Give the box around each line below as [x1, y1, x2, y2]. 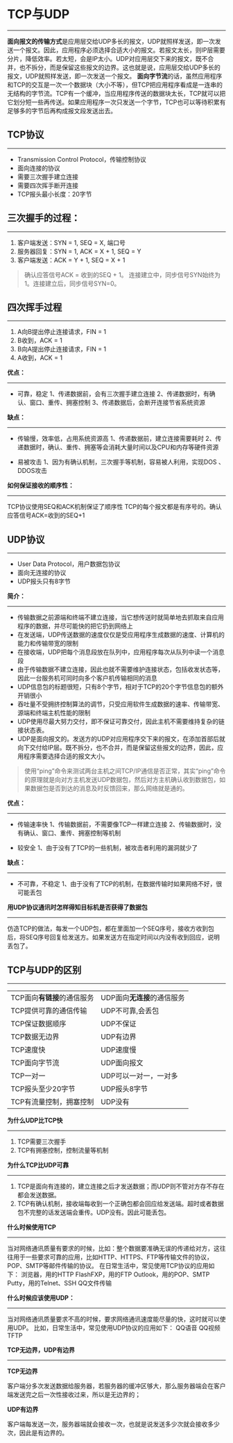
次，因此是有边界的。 [7, 1428, 68, 1437]
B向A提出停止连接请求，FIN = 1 [17, 345, 107, 353]
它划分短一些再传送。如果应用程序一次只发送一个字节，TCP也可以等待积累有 [7, 98, 226, 106]
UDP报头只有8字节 [17, 577, 71, 585]
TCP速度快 [10, 1045, 46, 1054]
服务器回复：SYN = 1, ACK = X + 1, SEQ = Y [17, 247, 141, 256]
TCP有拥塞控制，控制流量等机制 [17, 1146, 109, 1154]
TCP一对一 [10, 1071, 46, 1081]
